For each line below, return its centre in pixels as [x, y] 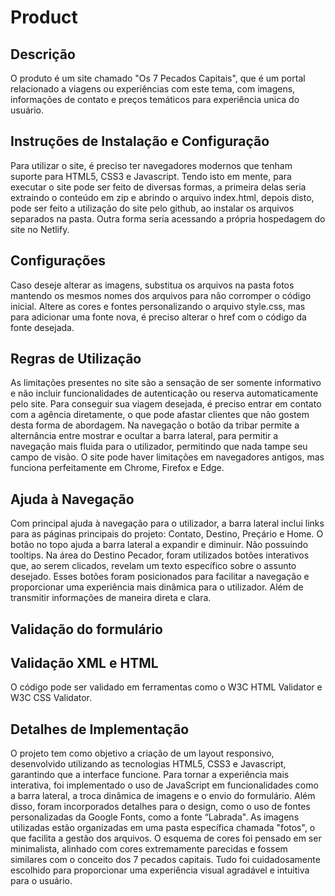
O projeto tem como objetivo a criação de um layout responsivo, [142, 753]
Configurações [58, 261]
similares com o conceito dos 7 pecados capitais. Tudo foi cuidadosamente [165, 860]
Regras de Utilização [76, 359]
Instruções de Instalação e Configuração [140, 141]
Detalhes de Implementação [100, 729]
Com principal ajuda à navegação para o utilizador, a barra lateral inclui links [167, 523]
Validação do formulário [86, 629]
